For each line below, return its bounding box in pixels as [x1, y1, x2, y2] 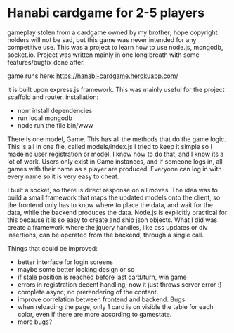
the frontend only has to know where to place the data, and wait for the [7, 200, 213, 209]
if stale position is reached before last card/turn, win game [17, 273, 188, 281]
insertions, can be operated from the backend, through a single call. [7, 230, 204, 239]
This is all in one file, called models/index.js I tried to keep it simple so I [7, 142, 213, 150]
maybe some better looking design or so [17, 265, 135, 273]
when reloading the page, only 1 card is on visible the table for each [17, 302, 214, 311]
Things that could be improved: [7, 244, 98, 252]
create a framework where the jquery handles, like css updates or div [7, 223, 208, 231]
